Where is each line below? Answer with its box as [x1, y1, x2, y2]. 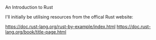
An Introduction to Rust [5, 4, 53, 10]
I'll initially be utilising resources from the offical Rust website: [5, 14, 133, 19]
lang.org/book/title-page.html [5, 29, 66, 34]
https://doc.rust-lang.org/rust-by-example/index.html [5, 23, 116, 29]
